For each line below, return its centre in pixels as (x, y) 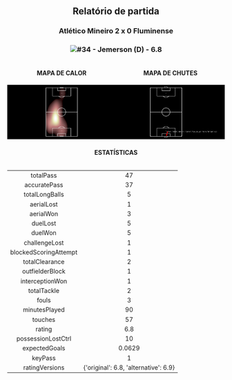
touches (44, 319)
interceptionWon (44, 281)
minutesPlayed (44, 310)
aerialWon (44, 213)
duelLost (44, 223)
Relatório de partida (116, 11)
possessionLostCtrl (44, 339)
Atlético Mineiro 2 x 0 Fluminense (116, 31)
